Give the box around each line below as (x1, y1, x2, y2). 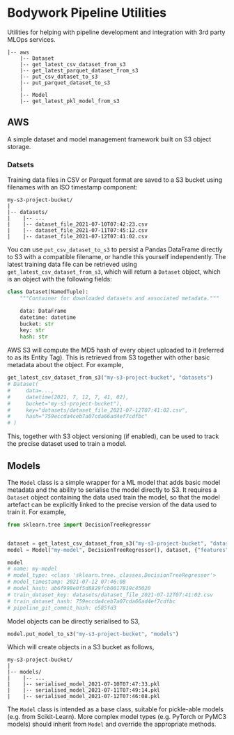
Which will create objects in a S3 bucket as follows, (7, 643, 155, 651)
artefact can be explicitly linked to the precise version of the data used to (7, 500, 217, 509)
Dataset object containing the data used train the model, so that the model (7, 493, 221, 501)
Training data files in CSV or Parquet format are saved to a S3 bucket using (7, 176, 223, 184)
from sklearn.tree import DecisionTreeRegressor (7, 521, 151, 528)
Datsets (7, 160, 35, 169)
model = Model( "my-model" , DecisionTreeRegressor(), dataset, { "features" (7, 546, 229, 553)
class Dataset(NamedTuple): (7, 288, 89, 295)
